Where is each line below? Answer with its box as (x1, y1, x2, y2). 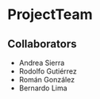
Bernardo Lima (18, 83, 68, 93)
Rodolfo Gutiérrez (18, 67, 77, 76)
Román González (18, 75, 75, 84)
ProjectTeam (7, 6, 93, 24)
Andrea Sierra (18, 58, 65, 67)
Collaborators (7, 37, 77, 51)
